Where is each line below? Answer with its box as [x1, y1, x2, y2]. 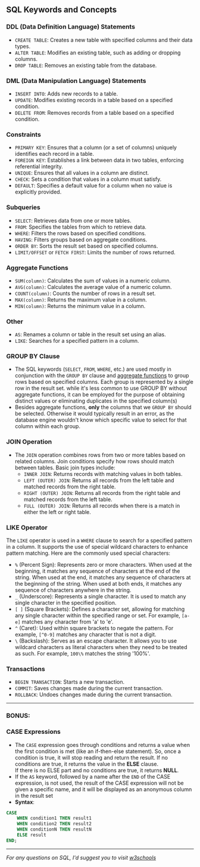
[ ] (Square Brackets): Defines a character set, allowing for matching [14, 605, 185, 613]
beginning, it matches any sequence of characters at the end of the [14, 567, 180, 575]
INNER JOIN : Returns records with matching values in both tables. [23, 470, 183, 477]
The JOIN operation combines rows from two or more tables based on [14, 451, 186, 459]
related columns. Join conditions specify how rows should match [14, 457, 174, 465]
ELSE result [17, 832, 46, 838]
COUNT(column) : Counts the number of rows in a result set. [14, 290, 156, 297]
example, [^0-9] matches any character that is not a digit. [14, 631, 157, 638]
